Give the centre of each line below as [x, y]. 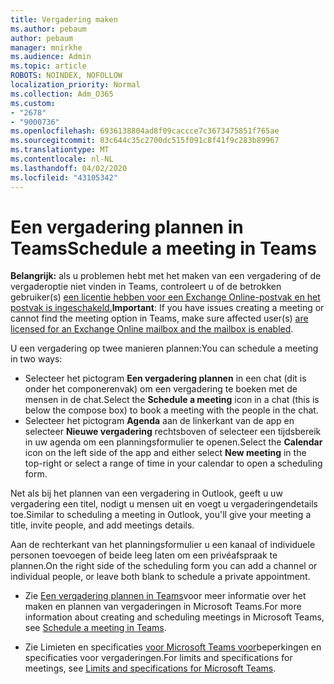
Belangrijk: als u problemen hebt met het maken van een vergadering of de [166, 276]
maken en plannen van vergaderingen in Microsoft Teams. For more [163, 607]
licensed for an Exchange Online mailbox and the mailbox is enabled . [152, 329]
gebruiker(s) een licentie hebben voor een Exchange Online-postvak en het [165, 297]
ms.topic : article [48, 66]
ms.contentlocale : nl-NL [62, 159]
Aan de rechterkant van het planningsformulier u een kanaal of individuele [163, 545]
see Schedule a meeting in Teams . [95, 628]
